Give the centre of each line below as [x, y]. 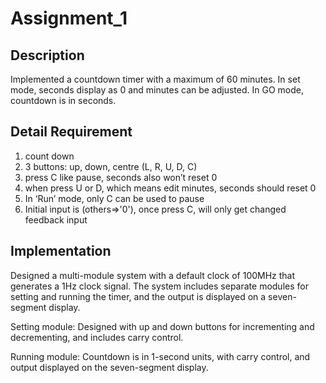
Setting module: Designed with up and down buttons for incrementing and [162, 326]
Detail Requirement [71, 132]
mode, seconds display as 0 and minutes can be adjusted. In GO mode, [157, 90]
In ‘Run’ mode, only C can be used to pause [114, 198]
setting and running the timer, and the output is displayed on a [138, 296]
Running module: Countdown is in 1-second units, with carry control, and [160, 356]
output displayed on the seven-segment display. [109, 367]
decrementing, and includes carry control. [97, 337]
